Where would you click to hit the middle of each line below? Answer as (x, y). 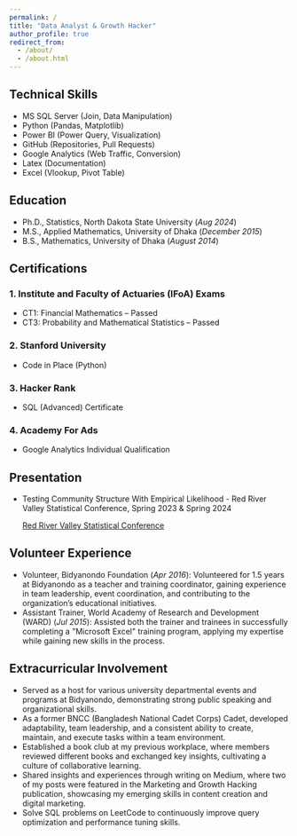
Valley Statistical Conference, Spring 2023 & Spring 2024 (127, 509)
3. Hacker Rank (43, 388)
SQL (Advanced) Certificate (73, 407)
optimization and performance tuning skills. (101, 822)
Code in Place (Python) (64, 365)
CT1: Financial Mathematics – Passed (90, 313)
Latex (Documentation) (64, 163)
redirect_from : (37, 42)
